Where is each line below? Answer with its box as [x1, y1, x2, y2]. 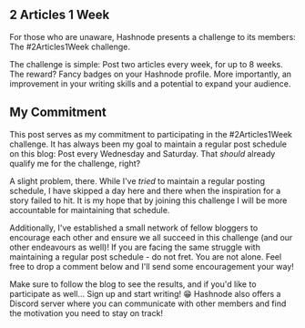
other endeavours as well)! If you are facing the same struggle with [9, 241, 261, 252]
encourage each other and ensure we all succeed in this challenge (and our [9, 231, 293, 242]
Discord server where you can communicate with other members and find [9, 298, 287, 309]
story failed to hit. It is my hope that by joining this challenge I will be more [9, 195, 288, 206]
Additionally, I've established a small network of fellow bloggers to [9, 222, 259, 233]
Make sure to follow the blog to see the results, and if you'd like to [9, 278, 257, 290]
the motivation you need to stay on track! [9, 307, 164, 318]
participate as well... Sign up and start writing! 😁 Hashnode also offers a [9, 288, 281, 299]
